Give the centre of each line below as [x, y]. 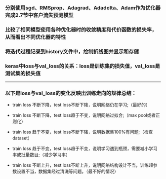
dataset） [22, 138]
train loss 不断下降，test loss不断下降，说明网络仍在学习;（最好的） [81, 105]
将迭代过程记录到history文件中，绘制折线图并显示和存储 [72, 51]
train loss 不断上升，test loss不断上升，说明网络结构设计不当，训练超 [83, 165]
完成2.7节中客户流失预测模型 [40, 15]
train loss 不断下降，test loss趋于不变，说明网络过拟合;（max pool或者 [84, 115]
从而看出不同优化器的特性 [36, 37]
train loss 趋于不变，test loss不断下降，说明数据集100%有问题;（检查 [83, 132]
